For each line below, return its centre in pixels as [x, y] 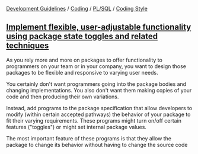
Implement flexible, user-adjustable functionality [99, 27]
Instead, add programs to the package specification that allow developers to [99, 108]
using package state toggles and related [82, 36]
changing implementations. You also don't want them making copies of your [99, 90]
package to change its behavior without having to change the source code [97, 145]
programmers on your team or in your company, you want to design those [96, 66]
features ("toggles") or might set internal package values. [76, 127]
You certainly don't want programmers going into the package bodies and [96, 84]
